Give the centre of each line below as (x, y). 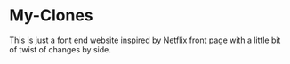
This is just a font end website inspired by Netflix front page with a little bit (145, 40)
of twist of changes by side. (60, 49)
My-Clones (51, 16)
